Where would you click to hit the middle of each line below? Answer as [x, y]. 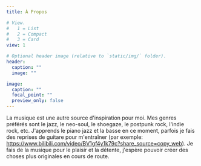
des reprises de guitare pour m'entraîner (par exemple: [75, 137]
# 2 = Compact [27, 34]
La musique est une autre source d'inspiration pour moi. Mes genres [91, 118]
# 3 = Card [23, 40]
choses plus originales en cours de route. [58, 156]
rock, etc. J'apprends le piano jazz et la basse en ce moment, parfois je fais [100, 131]
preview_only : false [38, 101]
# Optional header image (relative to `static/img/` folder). [86, 56]
